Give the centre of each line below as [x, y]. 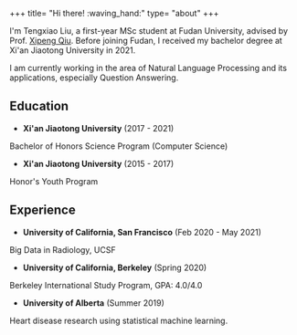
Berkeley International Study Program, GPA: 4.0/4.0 [106, 285]
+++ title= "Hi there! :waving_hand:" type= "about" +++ [114, 13]
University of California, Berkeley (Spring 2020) [115, 267]
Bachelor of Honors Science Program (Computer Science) [119, 146]
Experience [42, 210]
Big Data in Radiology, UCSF [63, 249]
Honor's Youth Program [54, 181]
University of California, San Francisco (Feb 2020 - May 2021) [142, 232]
